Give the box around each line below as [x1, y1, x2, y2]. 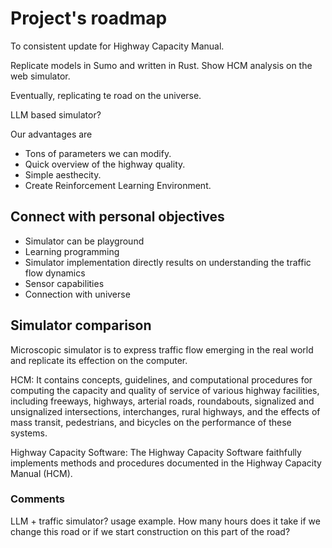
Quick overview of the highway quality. [24, 158, 186, 170]
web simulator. [10, 70, 71, 82]
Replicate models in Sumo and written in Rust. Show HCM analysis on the [10, 59, 313, 71]
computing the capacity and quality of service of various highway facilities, [10, 384, 320, 396]
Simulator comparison [10, 317, 152, 334]
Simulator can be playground [24, 235, 145, 247]
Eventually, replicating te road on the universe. [10, 89, 202, 101]
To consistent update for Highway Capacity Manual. [10, 40, 225, 52]
